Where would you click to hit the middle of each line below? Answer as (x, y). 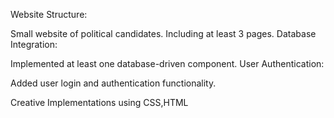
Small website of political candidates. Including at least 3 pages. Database (163, 33)
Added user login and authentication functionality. (113, 83)
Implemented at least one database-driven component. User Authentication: (167, 63)
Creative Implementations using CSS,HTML (99, 102)
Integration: (34, 44)
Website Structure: (49, 14)
